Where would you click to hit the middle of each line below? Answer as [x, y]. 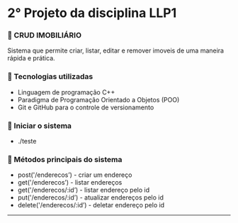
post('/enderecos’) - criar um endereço [75, 175]
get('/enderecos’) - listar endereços [70, 183]
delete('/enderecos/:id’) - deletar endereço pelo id [91, 205]
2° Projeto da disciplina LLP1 [92, 13]
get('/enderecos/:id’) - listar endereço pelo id [84, 190]
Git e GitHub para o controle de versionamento [86, 107]
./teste [27, 141]
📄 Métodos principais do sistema [65, 159]
